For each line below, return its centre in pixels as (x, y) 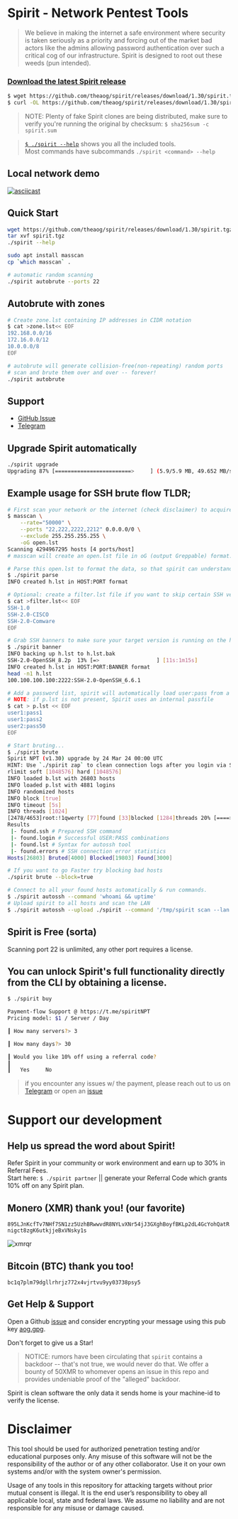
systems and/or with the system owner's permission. (84, 1471)
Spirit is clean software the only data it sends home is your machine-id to (114, 1393)
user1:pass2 (25, 720)
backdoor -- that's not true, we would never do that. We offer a (117, 1364)
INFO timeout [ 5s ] (34, 805)
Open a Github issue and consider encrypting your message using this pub (117, 1321)
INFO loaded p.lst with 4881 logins (61, 785)
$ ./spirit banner (34, 647)
